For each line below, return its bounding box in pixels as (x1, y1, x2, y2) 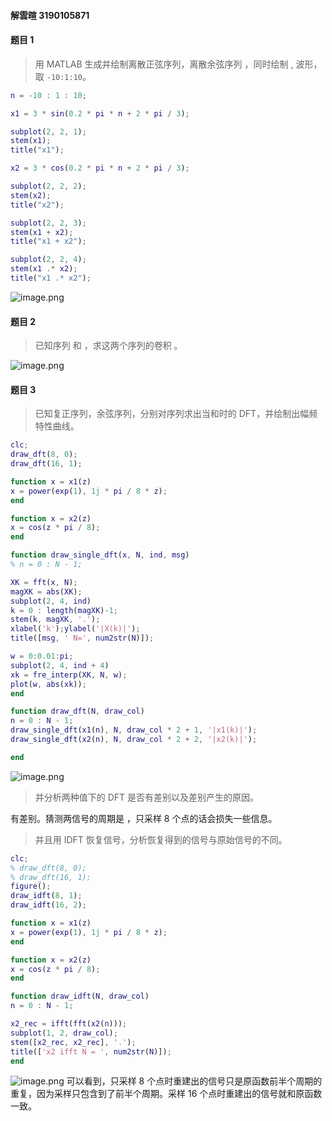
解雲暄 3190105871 (10, 9, 90, 21)
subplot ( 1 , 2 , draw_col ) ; (10, 1028, 118, 1038)
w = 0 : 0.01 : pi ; (10, 651, 74, 662)
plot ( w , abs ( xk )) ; (10, 679, 87, 689)
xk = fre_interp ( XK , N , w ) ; (10, 670, 128, 680)
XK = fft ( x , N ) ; (10, 577, 78, 587)
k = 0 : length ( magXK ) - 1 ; (10, 605, 118, 615)
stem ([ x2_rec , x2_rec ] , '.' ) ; (10, 1037, 137, 1047)
